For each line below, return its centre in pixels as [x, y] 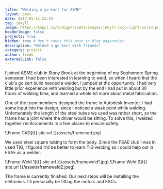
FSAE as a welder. [23, 153]
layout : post [18, 14]
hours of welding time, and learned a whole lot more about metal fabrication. [81, 94]
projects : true [20, 37]
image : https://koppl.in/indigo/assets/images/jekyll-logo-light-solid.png [83, 28]
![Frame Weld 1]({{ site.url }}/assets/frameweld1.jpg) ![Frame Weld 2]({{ [76, 162]
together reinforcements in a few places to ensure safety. [62, 124]
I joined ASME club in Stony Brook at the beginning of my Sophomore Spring [81, 73]
